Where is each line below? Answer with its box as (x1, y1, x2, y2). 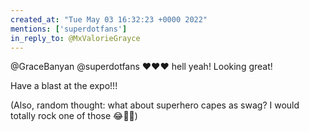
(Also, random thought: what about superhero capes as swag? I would (10, 99, 300, 111)
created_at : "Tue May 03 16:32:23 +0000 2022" (10, 14, 208, 25)
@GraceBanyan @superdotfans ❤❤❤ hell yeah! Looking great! (10, 61, 273, 73)
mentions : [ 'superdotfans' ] (10, 24, 128, 34)
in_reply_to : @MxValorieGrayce (10, 33, 141, 43)
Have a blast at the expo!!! (10, 80, 118, 92)
